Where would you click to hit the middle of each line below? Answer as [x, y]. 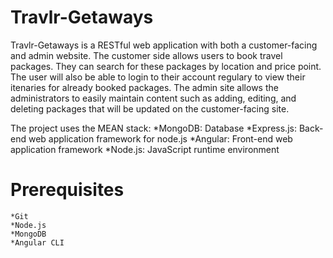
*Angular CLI [37, 242]
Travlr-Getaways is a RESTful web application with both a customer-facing [164, 45]
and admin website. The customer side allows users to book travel [146, 55]
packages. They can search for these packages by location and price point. [166, 66]
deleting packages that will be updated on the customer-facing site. [150, 108]
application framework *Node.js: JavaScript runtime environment [145, 149]
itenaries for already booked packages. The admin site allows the [144, 87]
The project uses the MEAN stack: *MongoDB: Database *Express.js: [153, 128]
